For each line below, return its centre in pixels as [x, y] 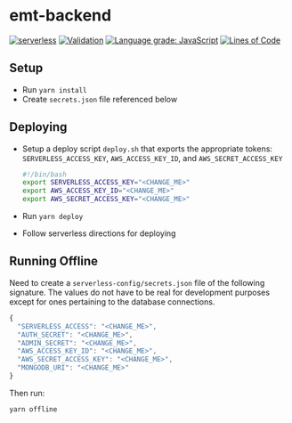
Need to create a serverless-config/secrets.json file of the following [137, 282]
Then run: [27, 393]
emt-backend [61, 16]
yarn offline [33, 409]
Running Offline [54, 261]
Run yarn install [54, 89]
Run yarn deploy [53, 216]
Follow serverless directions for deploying [99, 233]
